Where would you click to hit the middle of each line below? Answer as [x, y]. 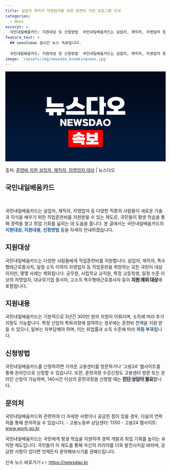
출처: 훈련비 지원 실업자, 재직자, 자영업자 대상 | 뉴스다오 [60, 170]
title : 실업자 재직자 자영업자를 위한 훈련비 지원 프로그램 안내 [63, 11]
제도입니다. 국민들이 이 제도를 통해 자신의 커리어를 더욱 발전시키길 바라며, [87, 445]
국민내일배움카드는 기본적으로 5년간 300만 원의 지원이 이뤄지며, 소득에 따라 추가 [85, 317]
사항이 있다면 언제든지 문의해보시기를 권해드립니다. [65, 452]
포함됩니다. [16, 286]
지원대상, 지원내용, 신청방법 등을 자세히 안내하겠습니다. [60, 230]
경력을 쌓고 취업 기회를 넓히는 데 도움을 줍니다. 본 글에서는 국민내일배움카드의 [87, 223]
